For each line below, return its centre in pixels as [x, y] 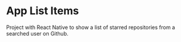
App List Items [43, 11]
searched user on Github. [37, 33]
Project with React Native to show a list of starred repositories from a [91, 27]
